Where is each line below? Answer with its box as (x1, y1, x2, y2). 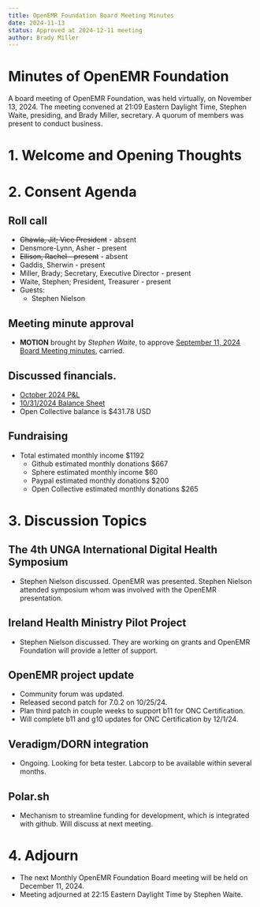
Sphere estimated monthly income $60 (31, 467, 158, 476)
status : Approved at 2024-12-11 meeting (8, 26, 143, 34)
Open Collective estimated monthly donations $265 (31, 484, 199, 494)
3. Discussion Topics (8, 512, 147, 529)
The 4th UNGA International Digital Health (8, 543, 218, 557)
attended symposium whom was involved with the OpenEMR (19, 585, 217, 594)
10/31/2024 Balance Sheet (19, 398, 106, 408)
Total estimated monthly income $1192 (19, 450, 144, 460)
